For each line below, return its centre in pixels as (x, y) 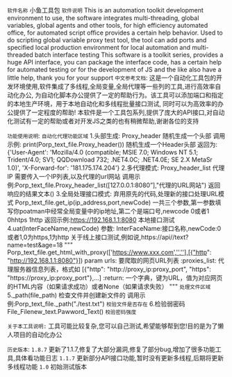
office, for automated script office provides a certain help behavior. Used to (115, 33)
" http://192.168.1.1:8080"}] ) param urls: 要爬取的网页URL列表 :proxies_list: (112, 261)
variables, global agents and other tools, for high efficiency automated (108, 25)
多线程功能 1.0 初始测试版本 (47, 367)
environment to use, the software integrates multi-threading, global (103, 18)
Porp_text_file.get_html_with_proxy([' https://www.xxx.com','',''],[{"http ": (109, 252)
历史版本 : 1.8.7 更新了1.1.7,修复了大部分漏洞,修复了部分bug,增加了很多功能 (111, 349)
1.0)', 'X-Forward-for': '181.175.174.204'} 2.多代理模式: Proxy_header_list (109, 168)
